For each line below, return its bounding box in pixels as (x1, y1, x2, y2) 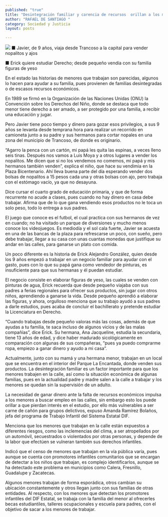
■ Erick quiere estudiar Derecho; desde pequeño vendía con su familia (5, 60, 151, 66)
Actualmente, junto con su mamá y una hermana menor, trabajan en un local (5, 355, 162, 361)
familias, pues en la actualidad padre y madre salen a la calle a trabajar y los (5, 377, 162, 383)
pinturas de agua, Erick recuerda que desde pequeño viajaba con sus (5, 282, 148, 288)
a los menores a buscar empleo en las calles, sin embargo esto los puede (5, 397, 156, 403)
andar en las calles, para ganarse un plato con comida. (5, 241, 118, 247)
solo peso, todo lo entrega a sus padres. (5, 205, 88, 211)
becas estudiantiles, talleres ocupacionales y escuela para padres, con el (5, 501, 156, 507)
